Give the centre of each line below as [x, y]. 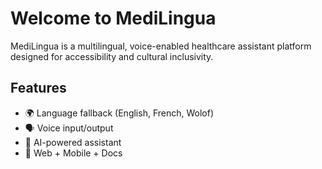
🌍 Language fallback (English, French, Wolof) [119, 113]
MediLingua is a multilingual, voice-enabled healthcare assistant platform [161, 46]
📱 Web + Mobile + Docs [73, 153]
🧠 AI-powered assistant [73, 142]
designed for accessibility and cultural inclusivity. [112, 56]
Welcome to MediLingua [113, 18]
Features [38, 88]
